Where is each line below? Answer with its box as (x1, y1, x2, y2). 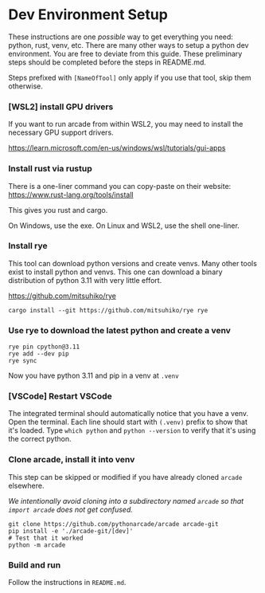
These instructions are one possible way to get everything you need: (8, 32, 233, 41)
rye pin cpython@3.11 (8, 343, 80, 351)
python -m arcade (8, 540, 66, 549)
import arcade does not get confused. (8, 505, 134, 514)
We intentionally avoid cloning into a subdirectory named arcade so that (8, 496, 244, 505)
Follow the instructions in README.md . (8, 578, 127, 587)
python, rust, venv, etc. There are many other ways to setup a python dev (8, 40, 249, 49)
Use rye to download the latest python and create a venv (8, 324, 231, 336)
